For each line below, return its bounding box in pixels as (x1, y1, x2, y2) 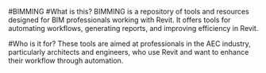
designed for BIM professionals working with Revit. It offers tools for (8, 15, 231, 25)
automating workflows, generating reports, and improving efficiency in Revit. (8, 24, 259, 33)
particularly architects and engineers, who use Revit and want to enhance (8, 48, 249, 56)
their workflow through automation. (8, 56, 124, 65)
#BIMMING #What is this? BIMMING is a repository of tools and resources (8, 7, 249, 16)
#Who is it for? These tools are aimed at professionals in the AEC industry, (8, 39, 252, 48)
